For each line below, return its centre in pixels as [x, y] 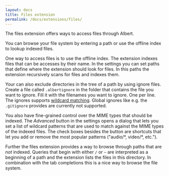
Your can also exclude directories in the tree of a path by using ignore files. [83, 84]
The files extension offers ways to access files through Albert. [70, 34]
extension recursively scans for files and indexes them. [63, 75]
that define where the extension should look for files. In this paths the [77, 69]
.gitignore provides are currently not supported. [56, 106]
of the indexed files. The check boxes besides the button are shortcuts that [83, 132]
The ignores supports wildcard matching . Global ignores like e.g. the [76, 100]
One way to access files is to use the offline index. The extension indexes [81, 58]
